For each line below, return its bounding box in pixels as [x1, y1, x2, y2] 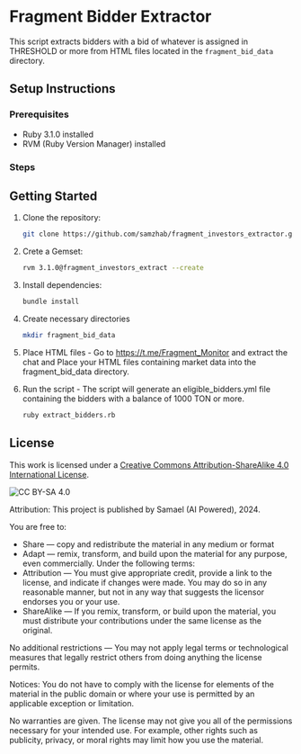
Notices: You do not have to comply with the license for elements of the [9, 678, 274, 689]
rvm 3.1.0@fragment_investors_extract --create [22, 264, 204, 273]
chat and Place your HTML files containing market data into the [22, 356, 257, 367]
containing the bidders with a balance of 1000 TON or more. [22, 393, 245, 404]
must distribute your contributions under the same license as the [22, 615, 262, 626]
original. [22, 624, 53, 635]
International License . [9, 469, 90, 480]
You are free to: [9, 521, 67, 532]
